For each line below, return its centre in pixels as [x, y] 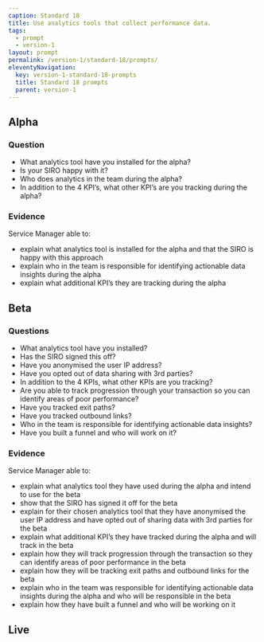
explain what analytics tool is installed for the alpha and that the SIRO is [137, 249]
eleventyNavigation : [43, 68]
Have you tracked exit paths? [67, 408]
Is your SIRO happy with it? [64, 170]
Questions [29, 331]
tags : [17, 30]
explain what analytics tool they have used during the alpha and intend [135, 486]
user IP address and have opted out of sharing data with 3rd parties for [136, 520]
